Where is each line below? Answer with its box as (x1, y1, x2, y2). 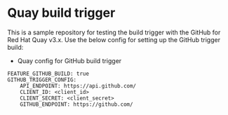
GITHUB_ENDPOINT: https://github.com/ (20, 100, 133, 108)
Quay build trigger (7, 5, 116, 21)
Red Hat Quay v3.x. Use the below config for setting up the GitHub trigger (7, 35, 221, 43)
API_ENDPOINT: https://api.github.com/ (20, 82, 137, 89)
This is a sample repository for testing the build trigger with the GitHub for (7, 28, 221, 36)
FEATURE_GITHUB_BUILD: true (7, 70, 90, 77)
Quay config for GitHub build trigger (17, 56, 122, 65)
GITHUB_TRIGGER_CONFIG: (7, 76, 77, 83)
